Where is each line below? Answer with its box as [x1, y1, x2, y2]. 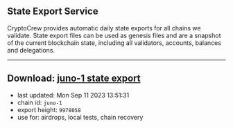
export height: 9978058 [17, 105, 81, 113]
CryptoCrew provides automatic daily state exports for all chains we [7, 24, 201, 32]
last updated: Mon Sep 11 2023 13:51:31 [17, 91, 130, 99]
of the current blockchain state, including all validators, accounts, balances [7, 38, 222, 47]
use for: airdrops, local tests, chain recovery [17, 113, 144, 121]
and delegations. [7, 46, 55, 54]
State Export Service [7, 6, 98, 17]
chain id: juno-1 [17, 98, 62, 107]
